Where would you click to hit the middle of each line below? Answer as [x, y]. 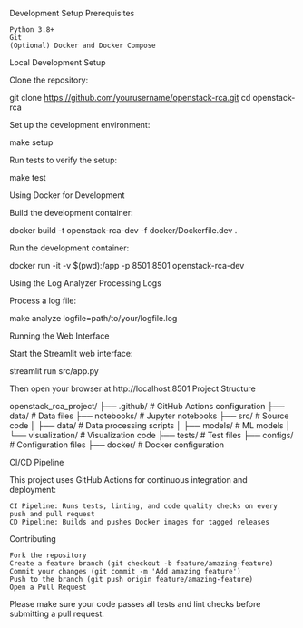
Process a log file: [43, 300]
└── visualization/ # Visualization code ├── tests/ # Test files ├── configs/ [151, 435]
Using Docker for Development [67, 195]
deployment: [33, 490]
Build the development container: [71, 213]
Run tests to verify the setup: [64, 160]
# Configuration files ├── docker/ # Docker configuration [117, 445]
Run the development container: [69, 248]
